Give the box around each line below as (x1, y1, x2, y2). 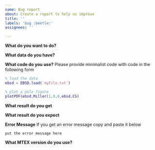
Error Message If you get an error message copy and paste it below (5, 121, 141, 127)
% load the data (5, 76, 38, 81)
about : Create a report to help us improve (5, 12, 95, 17)
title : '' (5, 16, 25, 21)
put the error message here (5, 131, 62, 136)
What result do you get (5, 102, 52, 108)
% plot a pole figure (5, 89, 49, 94)
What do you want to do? (5, 43, 57, 49)
